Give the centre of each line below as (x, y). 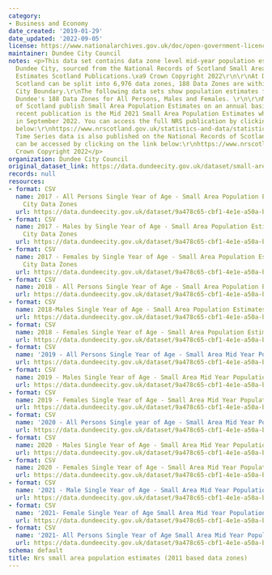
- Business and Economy (49, 23)
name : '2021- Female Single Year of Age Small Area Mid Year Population (141, 513)
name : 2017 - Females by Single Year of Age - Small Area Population (135, 257)
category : (25, 16)
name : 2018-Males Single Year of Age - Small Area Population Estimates (141, 309)
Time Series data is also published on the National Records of (126, 136)
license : (23, 46)
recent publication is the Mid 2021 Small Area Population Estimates (135, 114)
